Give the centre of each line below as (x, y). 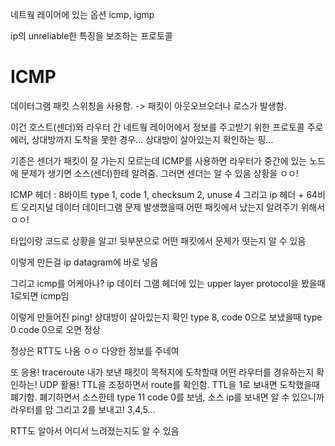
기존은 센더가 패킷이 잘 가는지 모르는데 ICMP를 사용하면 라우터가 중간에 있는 (159, 160)
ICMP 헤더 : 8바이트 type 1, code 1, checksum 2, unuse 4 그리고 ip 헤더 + (157, 194)
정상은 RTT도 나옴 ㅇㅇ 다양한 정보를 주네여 (95, 350)
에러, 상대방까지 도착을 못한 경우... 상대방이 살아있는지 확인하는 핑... (142, 139)
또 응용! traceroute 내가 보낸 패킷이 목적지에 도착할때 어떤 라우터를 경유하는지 (162, 372)
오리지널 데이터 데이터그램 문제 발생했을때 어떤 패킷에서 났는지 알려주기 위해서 (173, 207)
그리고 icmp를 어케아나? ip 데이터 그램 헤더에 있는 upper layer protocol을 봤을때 (168, 283)
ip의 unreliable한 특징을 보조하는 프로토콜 (91, 36)
